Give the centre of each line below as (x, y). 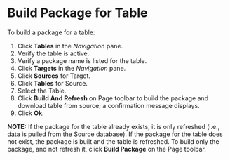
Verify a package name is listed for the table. (82, 60)
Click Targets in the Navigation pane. (72, 68)
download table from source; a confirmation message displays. (108, 105)
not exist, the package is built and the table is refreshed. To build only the (113, 141)
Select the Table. (42, 91)
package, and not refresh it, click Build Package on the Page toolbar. (107, 149)
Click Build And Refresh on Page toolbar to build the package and (113, 98)
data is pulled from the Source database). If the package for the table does (115, 134)
